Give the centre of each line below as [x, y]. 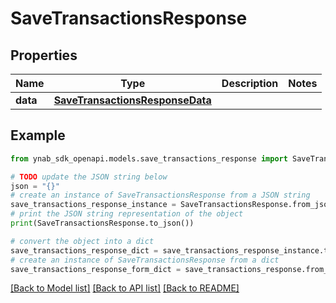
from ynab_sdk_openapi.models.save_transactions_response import [149, 158]
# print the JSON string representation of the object [127, 214]
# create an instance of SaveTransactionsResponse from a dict [145, 260]
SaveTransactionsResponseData [132, 100]
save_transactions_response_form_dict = [96, 269]
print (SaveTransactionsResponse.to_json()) [102, 223]
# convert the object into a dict [82, 241]
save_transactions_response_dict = [84, 250]
